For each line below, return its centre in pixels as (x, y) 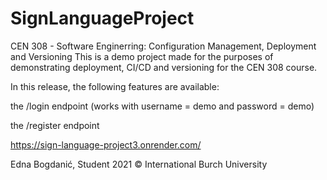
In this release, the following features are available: (115, 86)
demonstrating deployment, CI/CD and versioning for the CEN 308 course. (164, 67)
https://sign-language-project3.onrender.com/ (106, 144)
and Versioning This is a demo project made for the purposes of (142, 56)
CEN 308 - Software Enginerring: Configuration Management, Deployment (163, 46)
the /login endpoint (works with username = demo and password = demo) (162, 106)
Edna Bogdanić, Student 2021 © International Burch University (139, 164)
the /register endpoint (55, 125)
